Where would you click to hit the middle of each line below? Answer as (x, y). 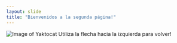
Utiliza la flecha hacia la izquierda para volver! (115, 34)
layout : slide (24, 11)
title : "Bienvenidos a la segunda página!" (61, 17)
